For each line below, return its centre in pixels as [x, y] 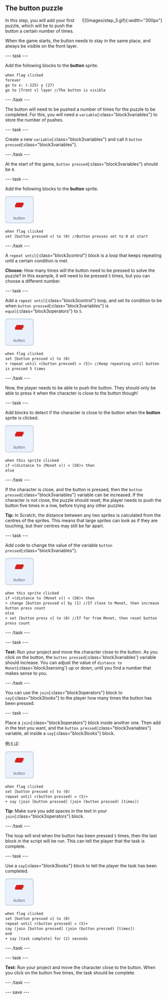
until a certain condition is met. [37, 260]
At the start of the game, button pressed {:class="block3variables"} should [82, 164]
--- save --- [17, 992]
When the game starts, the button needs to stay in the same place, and [78, 41]
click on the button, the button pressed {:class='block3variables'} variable [81, 657]
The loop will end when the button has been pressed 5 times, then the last [81, 835]
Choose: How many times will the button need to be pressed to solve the [80, 270]
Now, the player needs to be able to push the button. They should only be [81, 388]
